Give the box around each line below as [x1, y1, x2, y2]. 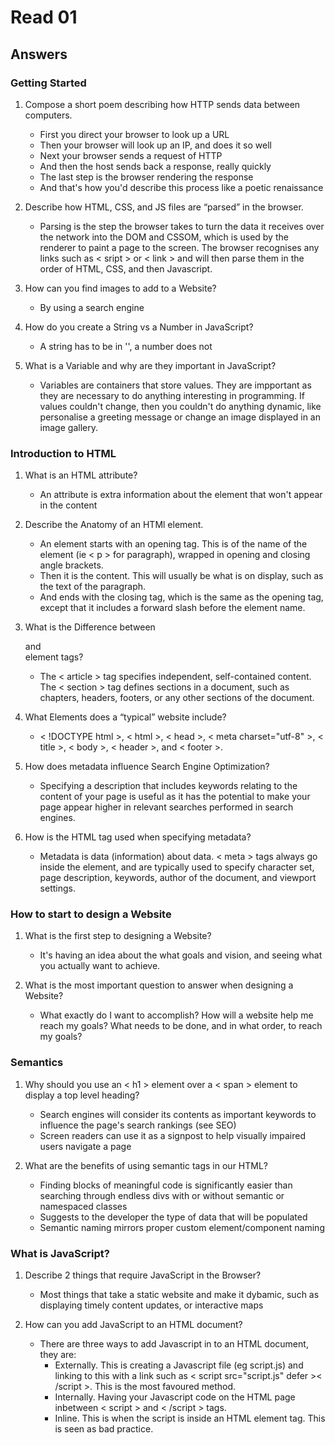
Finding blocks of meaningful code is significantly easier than [39, 1179, 293, 1191]
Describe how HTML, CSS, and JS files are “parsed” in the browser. [24, 201, 304, 213]
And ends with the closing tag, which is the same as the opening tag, [39, 591, 324, 603]
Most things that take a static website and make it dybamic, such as [39, 1289, 320, 1301]
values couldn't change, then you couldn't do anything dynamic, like [39, 400, 322, 412]
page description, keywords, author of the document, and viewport [39, 872, 317, 884]
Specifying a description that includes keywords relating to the [39, 780, 298, 792]
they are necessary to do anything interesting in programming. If [39, 389, 306, 401]
